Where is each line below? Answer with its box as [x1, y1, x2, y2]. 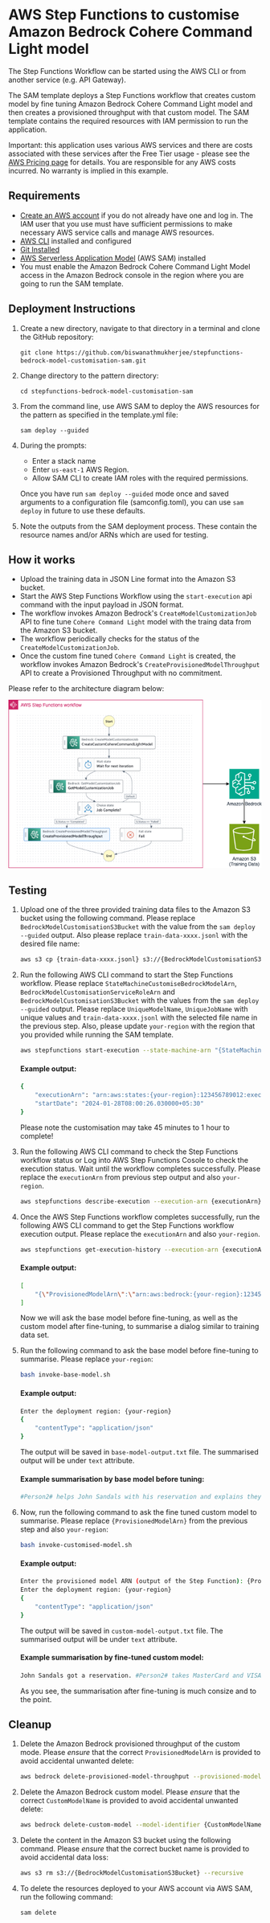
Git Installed [19, 244, 60, 254]
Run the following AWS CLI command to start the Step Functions [19, 970, 234, 980]
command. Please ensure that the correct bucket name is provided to [19, 1844, 250, 1854]
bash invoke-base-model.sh [19, 1371, 111, 1379]
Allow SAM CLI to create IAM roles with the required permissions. [31, 473, 249, 483]
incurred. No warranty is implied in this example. [8, 166, 169, 175]
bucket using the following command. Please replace [19, 914, 195, 923]
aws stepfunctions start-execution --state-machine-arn [19, 1046, 211, 1054]
